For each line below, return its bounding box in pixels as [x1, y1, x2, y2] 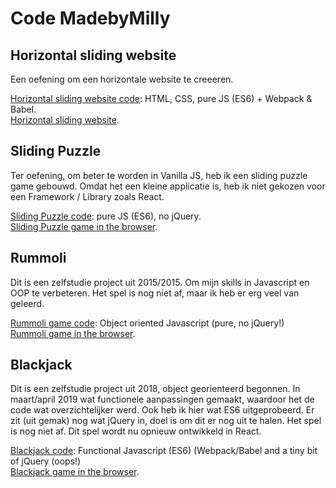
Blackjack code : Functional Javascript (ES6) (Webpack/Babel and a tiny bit [10, 445, 318, 457]
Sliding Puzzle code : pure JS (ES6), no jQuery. [10, 210, 202, 222]
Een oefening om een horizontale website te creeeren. [10, 73, 234, 85]
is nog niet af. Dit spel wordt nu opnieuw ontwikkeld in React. [10, 425, 262, 437]
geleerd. [10, 297, 45, 309]
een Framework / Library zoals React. [10, 190, 165, 202]
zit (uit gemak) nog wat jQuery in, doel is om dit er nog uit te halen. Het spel [10, 415, 322, 427]
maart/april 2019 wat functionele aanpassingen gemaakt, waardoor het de [10, 393, 315, 406]
